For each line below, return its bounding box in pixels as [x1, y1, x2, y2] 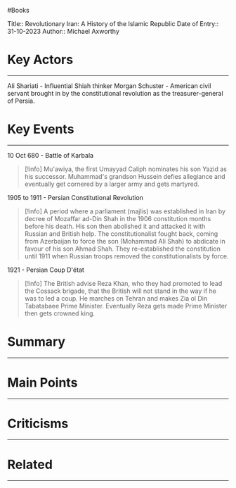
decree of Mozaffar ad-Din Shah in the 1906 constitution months [24, 214, 211, 223]
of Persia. [7, 96, 35, 105]
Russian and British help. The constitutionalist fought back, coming [24, 229, 218, 238]
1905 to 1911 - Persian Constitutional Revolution [7, 193, 144, 201]
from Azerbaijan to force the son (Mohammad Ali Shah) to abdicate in [24, 237, 226, 245]
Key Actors [7, 52, 74, 68]
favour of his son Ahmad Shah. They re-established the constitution [24, 244, 221, 253]
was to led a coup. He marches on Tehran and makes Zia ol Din [24, 294, 208, 302]
